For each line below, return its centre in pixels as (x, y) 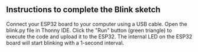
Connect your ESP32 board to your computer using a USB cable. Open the (97, 24)
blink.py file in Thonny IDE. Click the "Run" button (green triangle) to (89, 30)
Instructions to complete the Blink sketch (83, 10)
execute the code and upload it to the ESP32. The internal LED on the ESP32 (99, 36)
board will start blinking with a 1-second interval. (65, 43)
